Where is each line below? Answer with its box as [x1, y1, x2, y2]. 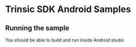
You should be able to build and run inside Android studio [5, 37, 124, 43]
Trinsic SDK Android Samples [5, 4, 131, 15]
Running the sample [5, 24, 70, 32]
